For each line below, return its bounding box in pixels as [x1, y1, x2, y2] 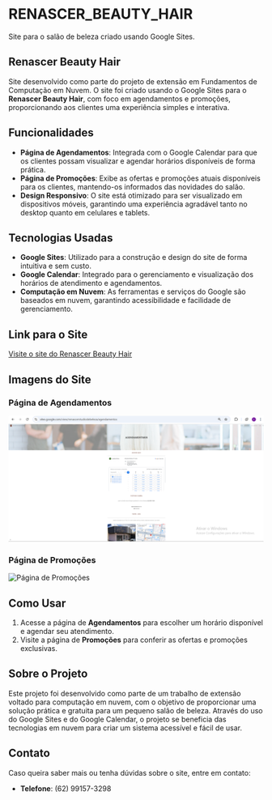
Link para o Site [8, 327, 88, 341]
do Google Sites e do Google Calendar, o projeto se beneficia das [8, 714, 227, 724]
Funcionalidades [8, 126, 95, 140]
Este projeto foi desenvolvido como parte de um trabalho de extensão [8, 688, 241, 698]
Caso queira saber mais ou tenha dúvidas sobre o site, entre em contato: [8, 768, 251, 777]
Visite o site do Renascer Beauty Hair [8, 349, 132, 359]
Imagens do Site [8, 372, 91, 386]
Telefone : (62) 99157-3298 [19, 783, 112, 794]
